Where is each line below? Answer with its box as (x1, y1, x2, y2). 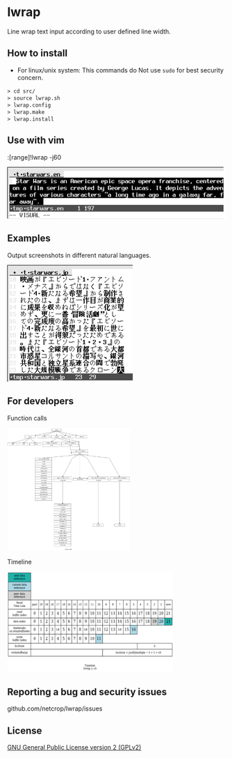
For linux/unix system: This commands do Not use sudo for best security (17, 65, 224, 74)
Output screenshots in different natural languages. (7, 251, 151, 259)
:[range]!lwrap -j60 (7, 153, 62, 161)
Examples (7, 233, 51, 245)
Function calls (7, 414, 47, 422)
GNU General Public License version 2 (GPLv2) (7, 743, 142, 752)
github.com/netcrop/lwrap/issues (7, 704, 103, 713)
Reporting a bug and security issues (7, 686, 167, 697)
